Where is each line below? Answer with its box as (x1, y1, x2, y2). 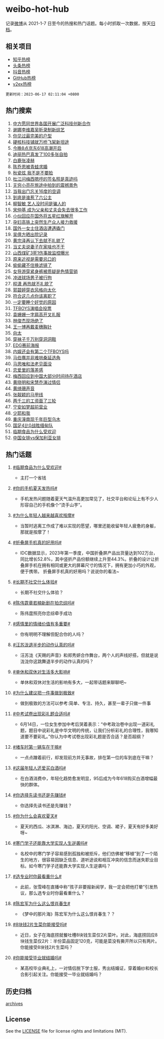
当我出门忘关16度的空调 (12, 188, 61, 194)
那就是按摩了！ (20, 529, 51, 535)
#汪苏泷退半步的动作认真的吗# (12, 642, 75, 648)
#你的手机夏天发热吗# (12, 485, 58, 491)
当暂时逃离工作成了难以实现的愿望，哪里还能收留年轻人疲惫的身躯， (20, 523, 159, 529)
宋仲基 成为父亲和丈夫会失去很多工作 (12, 207, 88, 212)
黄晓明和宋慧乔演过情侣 (12, 379, 61, 385)
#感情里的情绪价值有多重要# (12, 621, 70, 627)
